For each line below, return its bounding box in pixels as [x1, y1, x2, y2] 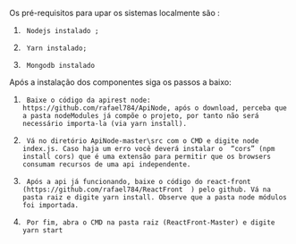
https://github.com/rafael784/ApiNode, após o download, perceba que [21, 104, 288, 113]
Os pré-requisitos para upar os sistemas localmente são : [9, 8, 221, 18]
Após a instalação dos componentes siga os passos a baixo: [9, 77, 232, 88]
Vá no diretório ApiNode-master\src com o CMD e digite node [26, 137, 259, 146]
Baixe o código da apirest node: [26, 96, 151, 105]
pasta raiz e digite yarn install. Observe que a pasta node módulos [21, 193, 288, 202]
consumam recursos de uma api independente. [21, 160, 191, 169]
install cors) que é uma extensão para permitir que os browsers [21, 152, 271, 161]
